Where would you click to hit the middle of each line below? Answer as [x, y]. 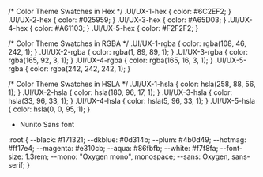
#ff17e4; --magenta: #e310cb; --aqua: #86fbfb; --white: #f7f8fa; [113, 148]
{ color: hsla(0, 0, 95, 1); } [49, 109]
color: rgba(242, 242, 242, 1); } [81, 69]
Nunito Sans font [47, 124]
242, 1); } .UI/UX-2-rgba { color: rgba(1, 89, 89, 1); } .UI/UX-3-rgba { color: [128, 52]
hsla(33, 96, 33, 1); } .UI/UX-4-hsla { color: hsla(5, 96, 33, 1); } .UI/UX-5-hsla [131, 101]
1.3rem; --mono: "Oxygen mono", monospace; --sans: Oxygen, [128, 156]
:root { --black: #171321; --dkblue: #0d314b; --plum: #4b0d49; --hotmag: [127, 140]
